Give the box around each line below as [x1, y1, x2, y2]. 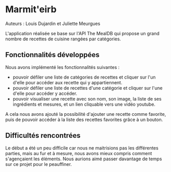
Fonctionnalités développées [5, 51, 100, 59]
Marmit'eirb [5, 4, 57, 15]
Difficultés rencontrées [5, 131, 81, 140]
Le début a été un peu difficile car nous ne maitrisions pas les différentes [5, 144, 159, 151]
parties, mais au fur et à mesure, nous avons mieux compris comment [5, 150, 152, 156]
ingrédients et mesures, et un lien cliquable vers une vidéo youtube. [12, 101, 156, 107]
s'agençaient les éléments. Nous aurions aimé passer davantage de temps [5, 156, 162, 162]
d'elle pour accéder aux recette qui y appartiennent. [12, 79, 123, 85]
